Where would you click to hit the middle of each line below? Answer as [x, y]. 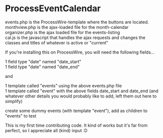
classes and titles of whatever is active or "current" [57, 42]
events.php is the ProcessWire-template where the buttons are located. [77, 22]
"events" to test [21, 116]
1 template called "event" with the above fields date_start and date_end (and [82, 91]
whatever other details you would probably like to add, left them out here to [81, 96]
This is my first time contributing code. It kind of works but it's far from [76, 125]
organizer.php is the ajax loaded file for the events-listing [62, 32]
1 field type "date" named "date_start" [43, 61]
